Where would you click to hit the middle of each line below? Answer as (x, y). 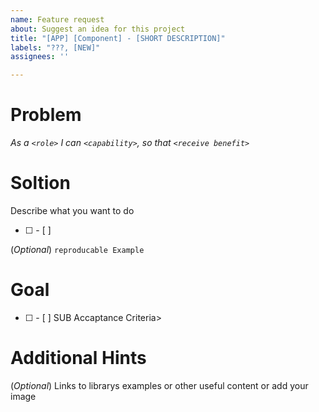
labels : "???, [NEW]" (55, 47)
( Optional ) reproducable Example (77, 249)
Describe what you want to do (72, 210)
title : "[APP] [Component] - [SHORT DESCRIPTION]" (118, 38)
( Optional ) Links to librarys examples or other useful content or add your (159, 385)
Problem (46, 115)
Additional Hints (78, 358)
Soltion (40, 183)
